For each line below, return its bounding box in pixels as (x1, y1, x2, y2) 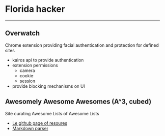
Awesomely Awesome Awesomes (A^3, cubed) (5, 98, 152, 106)
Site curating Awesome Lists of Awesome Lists (5, 110, 100, 116)
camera (19, 68, 35, 73)
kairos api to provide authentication (12, 57, 84, 63)
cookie (19, 72, 33, 78)
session (19, 78, 35, 84)
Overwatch (5, 29, 40, 37)
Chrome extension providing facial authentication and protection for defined (5, 42, 159, 48)
